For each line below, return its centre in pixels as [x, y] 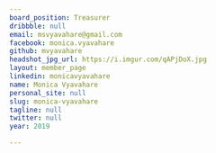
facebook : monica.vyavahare [62, 43]
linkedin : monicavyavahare [60, 76]
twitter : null [36, 118]
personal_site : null [48, 93]
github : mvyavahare [46, 51]
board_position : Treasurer [60, 18]
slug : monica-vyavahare [54, 101]
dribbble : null [38, 26]
